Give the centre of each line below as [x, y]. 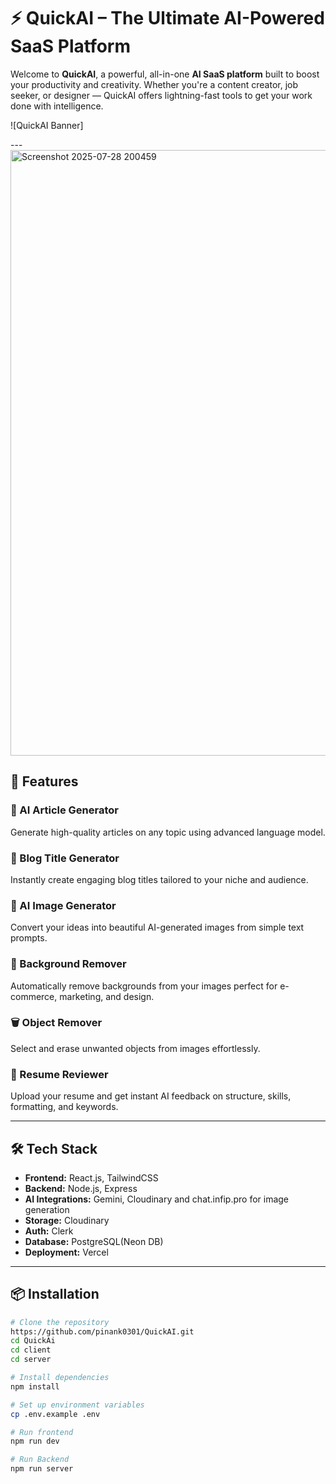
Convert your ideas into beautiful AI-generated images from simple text [157, 927]
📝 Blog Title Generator [65, 858]
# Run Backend [40, 1460]
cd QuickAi [33, 1341]
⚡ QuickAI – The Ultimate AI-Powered [167, 18]
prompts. [29, 938]
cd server [31, 1360]
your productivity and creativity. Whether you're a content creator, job [154, 84]
